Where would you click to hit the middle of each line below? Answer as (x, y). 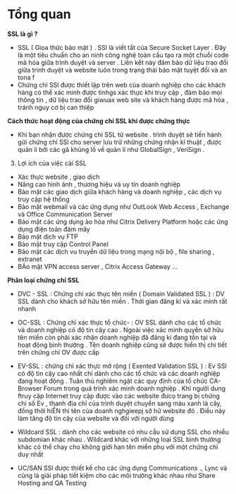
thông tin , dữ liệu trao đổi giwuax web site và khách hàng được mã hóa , (123, 100)
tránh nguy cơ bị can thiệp (56, 107)
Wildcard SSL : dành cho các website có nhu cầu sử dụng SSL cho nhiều (123, 431)
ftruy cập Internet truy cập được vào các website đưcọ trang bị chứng (119, 395)
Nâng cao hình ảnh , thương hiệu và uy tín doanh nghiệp (99, 184)
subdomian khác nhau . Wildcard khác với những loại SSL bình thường (119, 439)
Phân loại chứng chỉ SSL (43, 280)
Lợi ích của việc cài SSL (52, 163)
